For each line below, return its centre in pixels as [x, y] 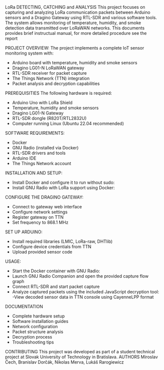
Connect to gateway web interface [47, 207]
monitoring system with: [29, 53]
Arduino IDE [24, 158]
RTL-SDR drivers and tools [39, 153]
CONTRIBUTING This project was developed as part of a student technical [80, 352]
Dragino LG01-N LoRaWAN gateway [48, 68]
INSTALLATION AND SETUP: [34, 173]
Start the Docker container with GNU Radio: [56, 271]
